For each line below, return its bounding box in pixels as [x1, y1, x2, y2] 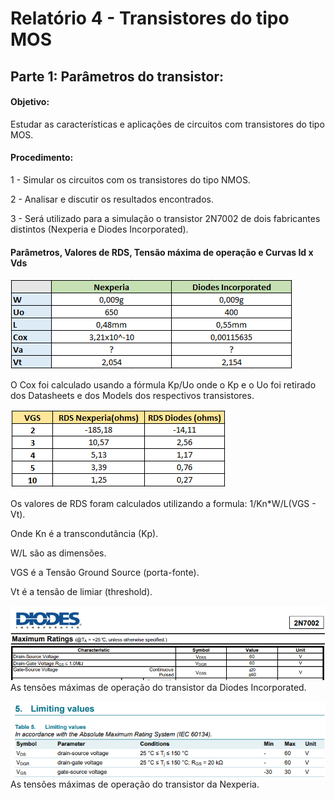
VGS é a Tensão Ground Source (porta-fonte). [10, 567, 200, 579]
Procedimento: [10, 152, 74, 164]
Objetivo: [10, 96, 50, 108]
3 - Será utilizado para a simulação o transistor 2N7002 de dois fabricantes [10, 212, 321, 224]
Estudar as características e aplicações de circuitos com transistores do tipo [10, 118, 325, 130]
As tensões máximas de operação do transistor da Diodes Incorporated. [10, 681, 307, 693]
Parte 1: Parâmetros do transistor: [10, 68, 224, 85]
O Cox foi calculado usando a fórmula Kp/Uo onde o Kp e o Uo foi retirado [10, 379, 317, 391]
